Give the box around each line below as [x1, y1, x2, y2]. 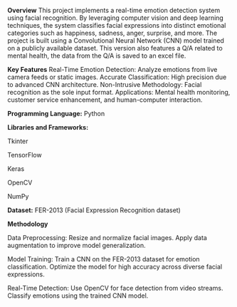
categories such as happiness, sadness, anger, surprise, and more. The [7, 28, 218, 37]
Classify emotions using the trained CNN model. [7, 291, 149, 300]
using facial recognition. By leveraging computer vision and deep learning [7, 14, 224, 22]
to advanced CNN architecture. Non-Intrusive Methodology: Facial [7, 80, 202, 88]
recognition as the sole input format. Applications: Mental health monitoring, [7, 88, 231, 96]
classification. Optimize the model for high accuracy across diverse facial [7, 263, 223, 271]
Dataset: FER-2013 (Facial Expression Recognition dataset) [7, 206, 181, 214]
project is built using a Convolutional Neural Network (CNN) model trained [7, 36, 224, 45]
